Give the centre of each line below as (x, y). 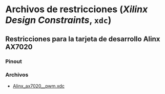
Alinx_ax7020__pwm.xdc (39, 86)
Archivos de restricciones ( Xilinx (77, 9)
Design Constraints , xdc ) (58, 20)
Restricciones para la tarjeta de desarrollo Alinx (83, 39)
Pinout (14, 61)
